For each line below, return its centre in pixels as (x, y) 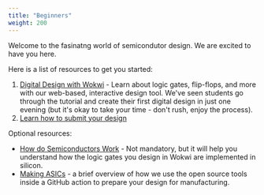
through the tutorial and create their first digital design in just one (125, 101)
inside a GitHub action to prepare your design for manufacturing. (125, 182)
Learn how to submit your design (73, 118)
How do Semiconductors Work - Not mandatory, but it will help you (128, 148)
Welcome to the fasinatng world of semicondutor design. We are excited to (130, 45)
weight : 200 (28, 23)
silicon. (31, 165)
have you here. (32, 54)
